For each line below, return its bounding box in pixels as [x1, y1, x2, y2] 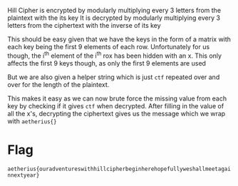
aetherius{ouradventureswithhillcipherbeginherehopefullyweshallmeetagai [7, 165, 232, 172]
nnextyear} [7, 171, 40, 179]
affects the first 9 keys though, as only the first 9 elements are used [7, 58, 207, 67]
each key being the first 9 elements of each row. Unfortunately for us [7, 43, 210, 51]
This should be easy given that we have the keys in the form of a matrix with [7, 35, 232, 43]
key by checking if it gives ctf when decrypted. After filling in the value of [7, 101, 224, 110]
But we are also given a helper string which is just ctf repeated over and [7, 73, 220, 81]
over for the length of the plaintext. [7, 80, 110, 88]
